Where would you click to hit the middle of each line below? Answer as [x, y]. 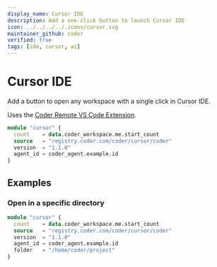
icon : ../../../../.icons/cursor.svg [63, 27]
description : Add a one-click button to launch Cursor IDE [96, 20]
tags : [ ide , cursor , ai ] [44, 47]
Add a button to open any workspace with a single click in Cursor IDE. [109, 101]
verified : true [30, 40]
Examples [29, 183]
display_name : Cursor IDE [45, 14]
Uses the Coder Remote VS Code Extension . [72, 114]
